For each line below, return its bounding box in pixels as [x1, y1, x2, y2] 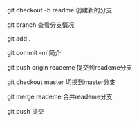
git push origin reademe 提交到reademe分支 [7, 63, 133, 71]
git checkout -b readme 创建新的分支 [7, 6, 113, 14]
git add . [7, 34, 31, 43]
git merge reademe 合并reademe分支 [7, 92, 113, 101]
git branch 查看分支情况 [7, 21, 75, 29]
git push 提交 [7, 108, 44, 115]
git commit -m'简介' [7, 49, 64, 57]
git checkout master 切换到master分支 [7, 78, 116, 86]
